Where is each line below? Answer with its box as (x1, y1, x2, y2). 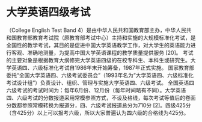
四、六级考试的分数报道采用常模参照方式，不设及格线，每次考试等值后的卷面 (6, 94, 196, 101)
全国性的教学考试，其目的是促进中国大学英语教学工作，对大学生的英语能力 (6, 41, 191, 49)
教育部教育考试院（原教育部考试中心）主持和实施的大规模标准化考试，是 (16, 34, 196, 41)
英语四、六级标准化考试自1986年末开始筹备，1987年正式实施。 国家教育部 (11, 64, 195, 71)
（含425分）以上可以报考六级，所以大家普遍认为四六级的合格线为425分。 (6, 109, 189, 116)
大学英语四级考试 (6, 5, 91, 19)
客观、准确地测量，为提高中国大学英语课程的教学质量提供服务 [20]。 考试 (11, 49, 194, 56)
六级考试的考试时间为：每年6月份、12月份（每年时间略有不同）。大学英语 (6, 87, 186, 94)
